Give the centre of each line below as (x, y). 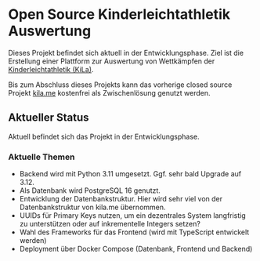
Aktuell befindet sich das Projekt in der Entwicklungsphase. (104, 136)
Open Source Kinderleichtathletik (119, 14)
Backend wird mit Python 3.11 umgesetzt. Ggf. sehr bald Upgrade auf (130, 174)
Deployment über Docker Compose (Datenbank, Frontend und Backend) (136, 249)
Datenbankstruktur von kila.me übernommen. (92, 207)
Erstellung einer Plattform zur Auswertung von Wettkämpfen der (112, 61)
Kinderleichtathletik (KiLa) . (51, 69)
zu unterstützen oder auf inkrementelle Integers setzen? (110, 224)
